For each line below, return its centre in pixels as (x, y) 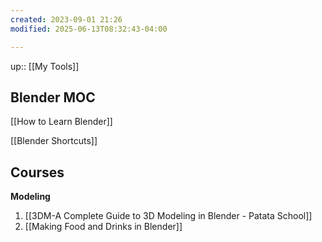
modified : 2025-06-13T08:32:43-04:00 (89, 29)
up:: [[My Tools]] (45, 66)
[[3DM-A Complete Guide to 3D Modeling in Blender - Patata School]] (168, 216)
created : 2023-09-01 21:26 (66, 19)
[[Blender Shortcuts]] (54, 141)
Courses (37, 172)
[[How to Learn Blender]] (61, 122)
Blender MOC (53, 97)
